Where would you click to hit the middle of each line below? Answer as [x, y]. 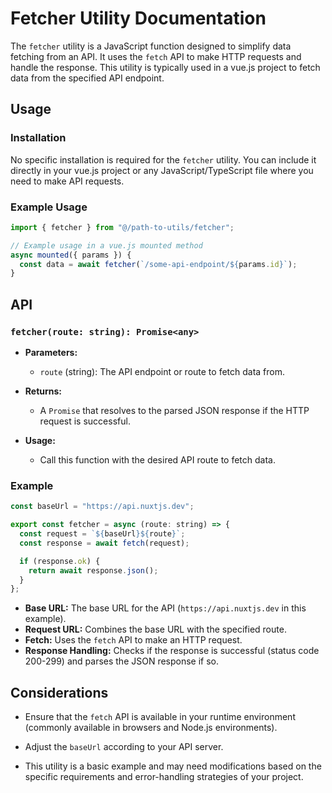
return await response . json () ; [93, 570]
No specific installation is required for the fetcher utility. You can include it [163, 159]
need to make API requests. [67, 181]
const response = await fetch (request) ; [104, 543]
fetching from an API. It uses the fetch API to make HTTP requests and [156, 56]
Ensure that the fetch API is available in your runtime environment [160, 717]
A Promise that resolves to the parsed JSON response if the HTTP [174, 410]
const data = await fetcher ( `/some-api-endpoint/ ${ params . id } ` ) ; [158, 264]
